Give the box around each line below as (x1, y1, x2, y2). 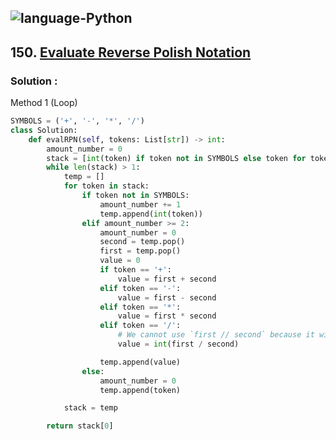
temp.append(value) (99, 357, 182, 367)
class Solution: (10, 125, 78, 135)
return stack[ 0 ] (46, 421, 114, 431)
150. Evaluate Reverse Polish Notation (10, 44, 252, 61)
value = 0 (99, 256, 141, 266)
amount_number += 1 (99, 199, 182, 210)
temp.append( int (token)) (99, 209, 203, 219)
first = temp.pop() (99, 246, 182, 256)
